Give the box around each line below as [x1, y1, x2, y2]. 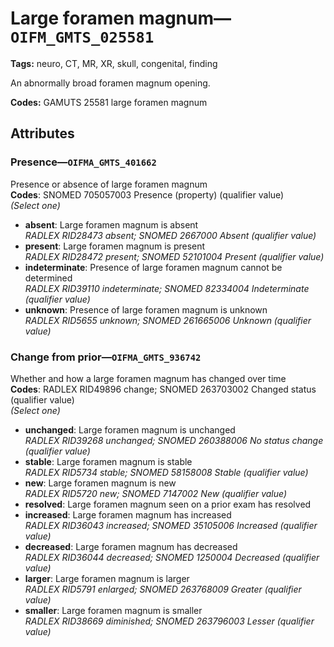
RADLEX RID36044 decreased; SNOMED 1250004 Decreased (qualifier [24, 551, 320, 563]
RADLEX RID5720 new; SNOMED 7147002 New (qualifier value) [24, 487, 288, 499]
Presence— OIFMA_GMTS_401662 [10, 155, 157, 169]
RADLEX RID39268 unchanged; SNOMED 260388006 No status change [24, 434, 324, 446]
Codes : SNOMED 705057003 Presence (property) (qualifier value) [10, 188, 285, 201]
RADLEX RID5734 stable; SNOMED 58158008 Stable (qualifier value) [24, 466, 309, 478]
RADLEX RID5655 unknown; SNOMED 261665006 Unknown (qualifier [24, 314, 312, 326]
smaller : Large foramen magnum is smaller [24, 604, 203, 616]
